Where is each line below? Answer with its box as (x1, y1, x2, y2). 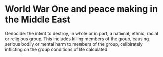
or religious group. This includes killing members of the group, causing (5, 36, 149, 42)
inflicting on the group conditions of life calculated (5, 46, 108, 52)
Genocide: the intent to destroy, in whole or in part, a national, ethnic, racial (5, 30, 158, 36)
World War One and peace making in (5, 3, 158, 15)
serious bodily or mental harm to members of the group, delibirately (5, 41, 143, 47)
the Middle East (5, 14, 71, 25)
